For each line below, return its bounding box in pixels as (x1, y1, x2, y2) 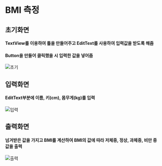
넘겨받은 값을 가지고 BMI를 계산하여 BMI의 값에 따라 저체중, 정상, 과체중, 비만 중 (5, 137, 157, 143)
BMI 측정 (5, 4, 40, 16)
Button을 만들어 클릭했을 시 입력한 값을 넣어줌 (5, 52, 93, 58)
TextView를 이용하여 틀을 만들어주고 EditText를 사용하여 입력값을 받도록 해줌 (5, 40, 154, 46)
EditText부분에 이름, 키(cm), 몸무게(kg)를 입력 (5, 95, 95, 101)
